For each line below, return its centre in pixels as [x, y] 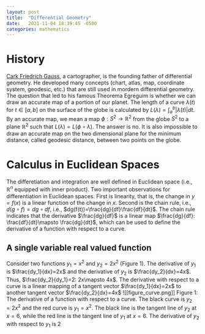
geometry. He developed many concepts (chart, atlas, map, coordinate [95, 83]
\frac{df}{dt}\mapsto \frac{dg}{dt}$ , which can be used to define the [93, 222]
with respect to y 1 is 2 [34, 325]
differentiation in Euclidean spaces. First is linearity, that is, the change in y [101, 196]
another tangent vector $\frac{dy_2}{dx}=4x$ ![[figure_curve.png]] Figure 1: [102, 292]
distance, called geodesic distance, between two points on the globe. [94, 140]
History [26, 59]
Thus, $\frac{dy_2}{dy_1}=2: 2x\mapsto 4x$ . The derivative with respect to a [103, 280]
